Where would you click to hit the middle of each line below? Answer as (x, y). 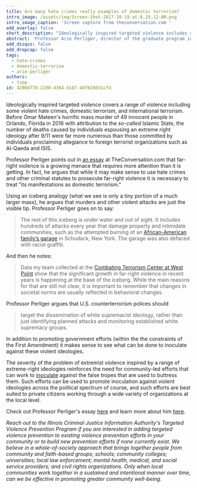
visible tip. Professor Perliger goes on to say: (60, 208)
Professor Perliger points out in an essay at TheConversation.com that (91, 160)
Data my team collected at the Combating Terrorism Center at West (102, 267)
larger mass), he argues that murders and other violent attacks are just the (96, 202)
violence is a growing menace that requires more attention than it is (100, 165)
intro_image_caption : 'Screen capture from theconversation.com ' (89, 22)
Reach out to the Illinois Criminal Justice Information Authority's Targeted (95, 422)
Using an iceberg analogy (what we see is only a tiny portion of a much (92, 196)
